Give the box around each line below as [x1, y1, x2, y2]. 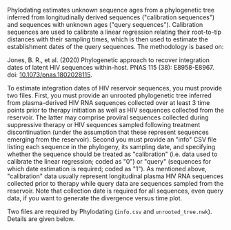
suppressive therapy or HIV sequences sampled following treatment [7, 121, 201, 128]
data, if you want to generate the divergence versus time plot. [7, 194, 183, 202]
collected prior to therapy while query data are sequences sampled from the [7, 180, 224, 187]
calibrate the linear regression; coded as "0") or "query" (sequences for [7, 157, 212, 165]
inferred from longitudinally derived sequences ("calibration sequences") [7, 13, 215, 21]
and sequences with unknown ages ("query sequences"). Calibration [7, 21, 203, 28]
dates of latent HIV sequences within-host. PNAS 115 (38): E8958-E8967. [7, 64, 215, 71]
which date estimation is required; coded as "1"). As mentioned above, [7, 165, 207, 173]
